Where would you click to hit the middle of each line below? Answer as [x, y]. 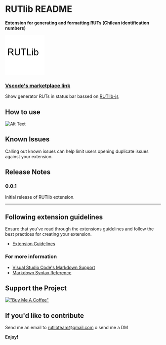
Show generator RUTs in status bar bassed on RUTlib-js [62, 96]
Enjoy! [12, 337]
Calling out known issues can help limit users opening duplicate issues [77, 151]
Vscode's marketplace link [38, 86]
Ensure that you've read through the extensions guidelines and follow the [80, 229]
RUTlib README [39, 9]
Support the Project [36, 288]
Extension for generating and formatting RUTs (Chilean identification [77, 23]
